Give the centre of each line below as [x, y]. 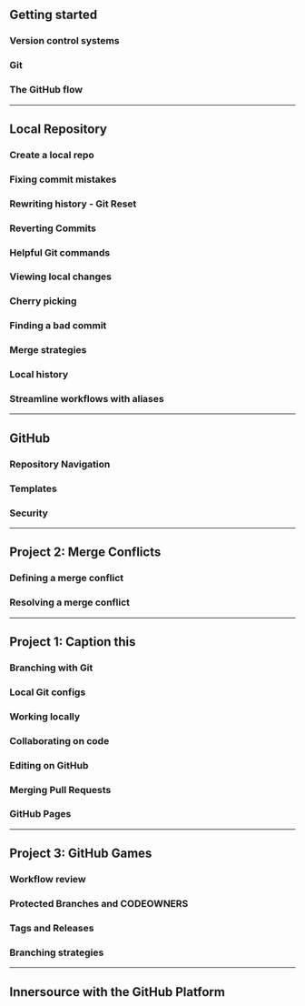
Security [29, 513]
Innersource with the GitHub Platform [117, 992]
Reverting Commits [53, 228]
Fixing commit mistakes [63, 179]
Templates [33, 488]
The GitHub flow [46, 90]
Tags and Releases [52, 928]
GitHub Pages [40, 814]
